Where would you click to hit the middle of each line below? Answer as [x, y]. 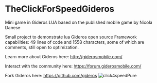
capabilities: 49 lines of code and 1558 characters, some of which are [75, 42]
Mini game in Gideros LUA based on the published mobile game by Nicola [79, 22]
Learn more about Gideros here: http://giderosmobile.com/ [64, 56]
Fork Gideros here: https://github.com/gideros [51, 75]
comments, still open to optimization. [42, 47]
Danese [13, 27]
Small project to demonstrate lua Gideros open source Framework [71, 37]
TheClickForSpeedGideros [60, 9]
